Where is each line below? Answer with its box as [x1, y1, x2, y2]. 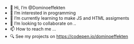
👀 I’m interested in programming [9, 10, 76, 16]
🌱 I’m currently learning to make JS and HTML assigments [9, 15, 130, 21]
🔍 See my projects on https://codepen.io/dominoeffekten [9, 34, 129, 39]
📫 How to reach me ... [9, 26, 56, 32]
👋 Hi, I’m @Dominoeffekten [9, 5, 66, 10]
